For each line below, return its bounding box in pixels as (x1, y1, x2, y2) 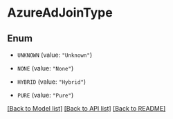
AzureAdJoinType (7, 5, 113, 21)
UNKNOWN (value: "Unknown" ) (17, 51, 92, 59)
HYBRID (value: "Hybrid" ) (17, 77, 86, 86)
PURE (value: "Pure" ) (17, 91, 74, 99)
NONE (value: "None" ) (17, 64, 74, 72)
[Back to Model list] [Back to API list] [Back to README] (7, 104, 166, 112)
